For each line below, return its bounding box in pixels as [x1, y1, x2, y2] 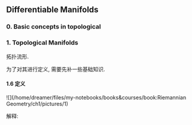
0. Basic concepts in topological [6, 23, 101, 31]
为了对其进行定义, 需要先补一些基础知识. [6, 65, 106, 73]
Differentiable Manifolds [6, 5, 99, 15]
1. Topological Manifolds [6, 39, 79, 47]
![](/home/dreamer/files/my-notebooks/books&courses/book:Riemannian [6, 93, 187, 101]
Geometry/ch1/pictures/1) [6, 100, 69, 107]
